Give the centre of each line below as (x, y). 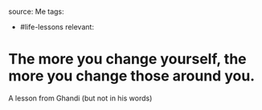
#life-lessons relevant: (57, 27)
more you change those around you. (132, 76)
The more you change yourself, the (127, 59)
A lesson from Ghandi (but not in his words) (80, 98)
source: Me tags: (36, 12)
